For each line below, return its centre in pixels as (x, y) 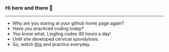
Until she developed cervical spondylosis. (56, 39)
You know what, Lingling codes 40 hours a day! (62, 34)
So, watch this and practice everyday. (52, 45)
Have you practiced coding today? (48, 29)
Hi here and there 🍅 (29, 8)
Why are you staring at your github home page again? (68, 23)
